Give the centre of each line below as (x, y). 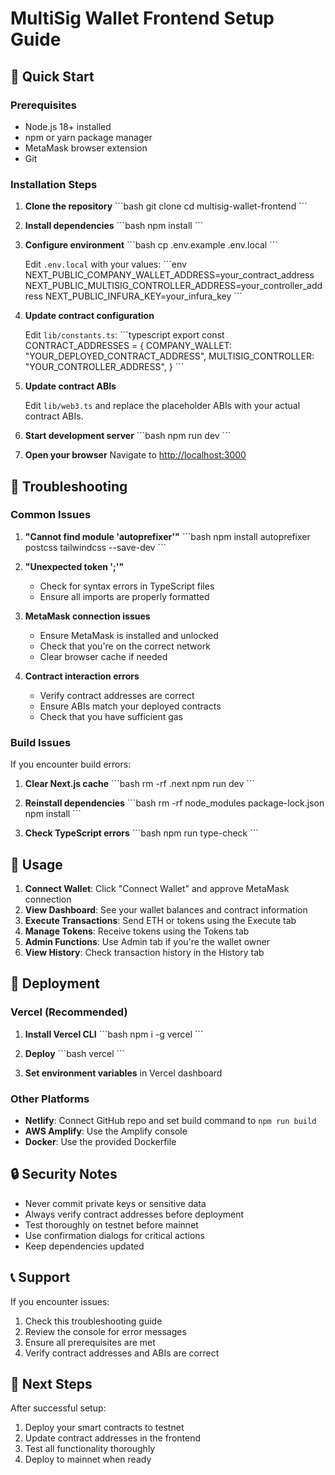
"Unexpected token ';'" (74, 566)
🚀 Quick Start (52, 76)
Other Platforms (50, 1099)
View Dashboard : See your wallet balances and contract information (166, 909)
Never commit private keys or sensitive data (115, 1203)
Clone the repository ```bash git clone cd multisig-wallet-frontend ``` (166, 206)
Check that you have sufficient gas (111, 716)
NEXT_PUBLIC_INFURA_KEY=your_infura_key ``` (143, 296)
